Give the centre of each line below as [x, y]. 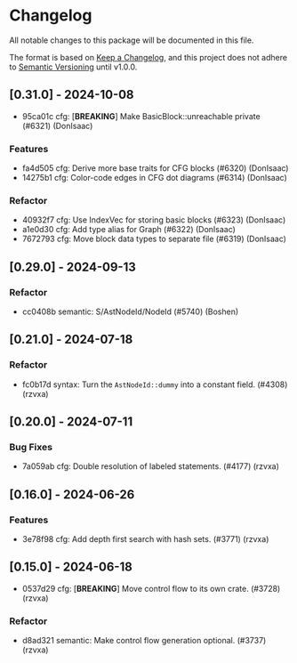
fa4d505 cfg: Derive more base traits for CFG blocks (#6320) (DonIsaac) [155, 168]
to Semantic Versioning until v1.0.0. [73, 67]
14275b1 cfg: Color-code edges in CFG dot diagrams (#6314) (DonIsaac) [154, 178]
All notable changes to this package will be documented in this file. [132, 40]
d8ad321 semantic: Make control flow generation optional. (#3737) [144, 641]
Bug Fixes [31, 448]
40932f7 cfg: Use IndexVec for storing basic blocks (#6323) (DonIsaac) [154, 220]
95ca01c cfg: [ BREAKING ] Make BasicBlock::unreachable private [141, 116]
